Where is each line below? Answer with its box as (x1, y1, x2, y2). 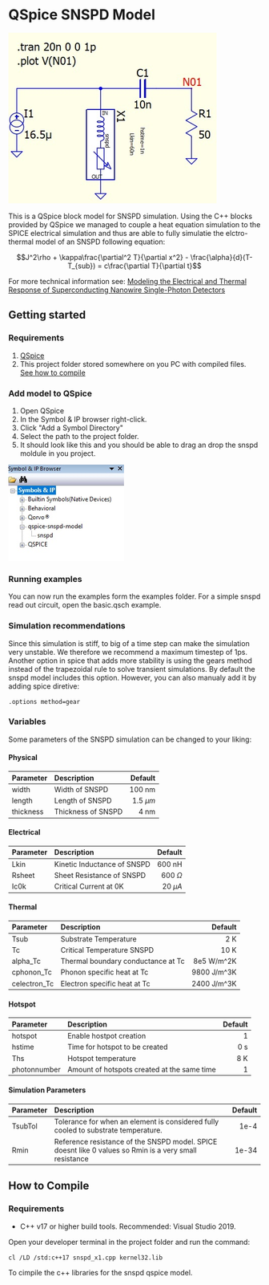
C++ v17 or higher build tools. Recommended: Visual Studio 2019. (19, 1222, 236, 1231)
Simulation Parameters (8, 1085, 86, 1095)
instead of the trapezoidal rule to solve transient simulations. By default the (8, 664, 255, 673)
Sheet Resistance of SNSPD (54, 870, 147, 880)
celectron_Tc (11, 978, 54, 988)
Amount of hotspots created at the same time (67, 1064, 216, 1074)
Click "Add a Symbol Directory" (19, 423, 124, 433)
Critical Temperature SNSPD (60, 945, 155, 954)
